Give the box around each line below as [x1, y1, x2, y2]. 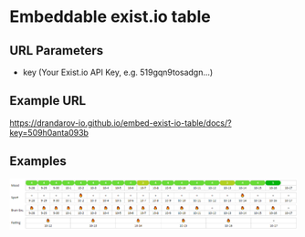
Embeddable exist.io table [9, 6, 212, 27]
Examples [9, 153, 67, 170]
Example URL [9, 93, 87, 108]
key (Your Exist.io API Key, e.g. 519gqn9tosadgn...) [22, 67, 214, 77]
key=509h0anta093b [9, 127, 89, 138]
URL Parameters [9, 43, 103, 58]
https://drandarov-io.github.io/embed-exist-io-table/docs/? [9, 117, 232, 129]
